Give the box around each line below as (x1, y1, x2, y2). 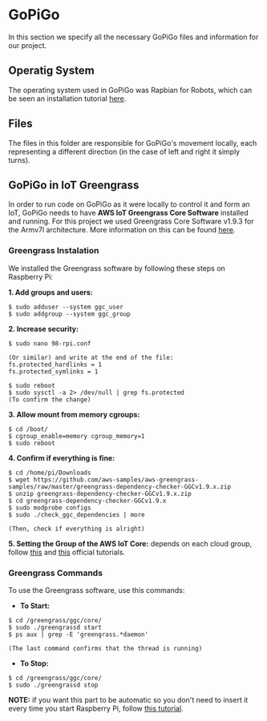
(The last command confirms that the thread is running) (8, 644, 203, 652)
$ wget (8, 475, 30, 484)
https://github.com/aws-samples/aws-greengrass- (33, 475, 199, 484)
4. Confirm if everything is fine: (8, 453, 115, 462)
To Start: (19, 601, 51, 610)
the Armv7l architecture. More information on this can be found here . (8, 225, 236, 235)
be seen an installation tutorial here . (8, 94, 127, 103)
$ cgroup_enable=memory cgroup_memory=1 (8, 432, 146, 440)
